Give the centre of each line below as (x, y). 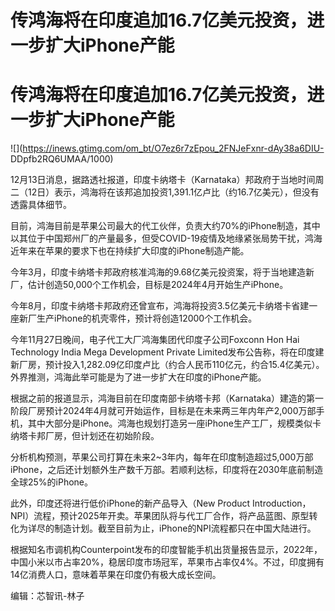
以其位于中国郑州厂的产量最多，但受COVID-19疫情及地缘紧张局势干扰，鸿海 (166, 238)
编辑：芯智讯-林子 (47, 596)
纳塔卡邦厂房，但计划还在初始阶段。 (85, 436)
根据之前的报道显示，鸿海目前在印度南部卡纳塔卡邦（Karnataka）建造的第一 (167, 398)
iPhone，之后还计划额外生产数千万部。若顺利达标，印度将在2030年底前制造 (167, 470)
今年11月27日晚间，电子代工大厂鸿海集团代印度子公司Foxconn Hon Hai (155, 340)
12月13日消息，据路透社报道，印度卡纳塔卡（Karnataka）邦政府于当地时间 (163, 180)
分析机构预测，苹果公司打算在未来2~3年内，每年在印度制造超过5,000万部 (162, 457)
